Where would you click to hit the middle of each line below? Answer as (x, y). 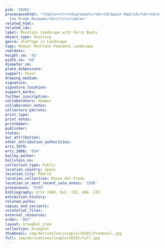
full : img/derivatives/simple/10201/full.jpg (52, 238)
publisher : (16, 128)
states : (13, 133)
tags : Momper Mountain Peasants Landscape (49, 46)
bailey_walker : (21, 156)
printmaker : (17, 124)
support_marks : (21, 92)
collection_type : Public (30, 165)
